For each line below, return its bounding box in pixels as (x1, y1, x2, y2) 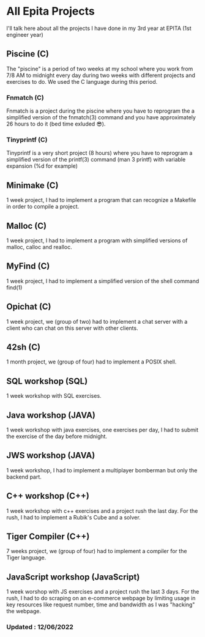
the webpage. (6, 608, 42, 615)
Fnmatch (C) (6, 93, 44, 102)
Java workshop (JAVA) (6, 410, 96, 420)
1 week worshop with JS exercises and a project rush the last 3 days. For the (6, 588, 199, 595)
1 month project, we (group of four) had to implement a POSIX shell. (6, 358, 177, 365)
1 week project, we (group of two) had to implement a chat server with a (6, 318, 188, 325)
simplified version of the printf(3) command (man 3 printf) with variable (6, 156, 186, 163)
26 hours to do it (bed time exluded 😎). (6, 121, 106, 128)
